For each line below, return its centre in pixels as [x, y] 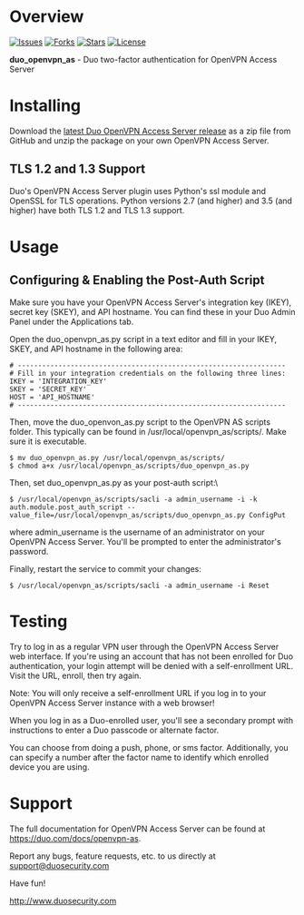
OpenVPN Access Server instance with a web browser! [112, 703]
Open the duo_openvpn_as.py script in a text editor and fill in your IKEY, [143, 339]
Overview [47, 17]
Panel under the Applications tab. [72, 321]
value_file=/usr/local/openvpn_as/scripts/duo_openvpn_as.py [127, 515]
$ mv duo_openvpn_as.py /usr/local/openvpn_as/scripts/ [117, 457]
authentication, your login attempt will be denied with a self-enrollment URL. [152, 665]
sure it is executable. [48, 441]
